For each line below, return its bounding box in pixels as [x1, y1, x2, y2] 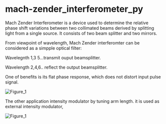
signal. [5, 79, 19, 85]
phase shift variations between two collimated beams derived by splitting [5, 25, 155, 31]
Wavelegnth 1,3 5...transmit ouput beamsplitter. [5, 54, 101, 60]
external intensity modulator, [5, 103, 63, 109]
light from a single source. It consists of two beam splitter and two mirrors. [5, 30, 158, 36]
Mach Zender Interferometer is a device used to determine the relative [5, 20, 149, 26]
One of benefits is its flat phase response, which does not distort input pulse [5, 74, 161, 80]
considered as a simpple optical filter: [5, 45, 82, 51]
